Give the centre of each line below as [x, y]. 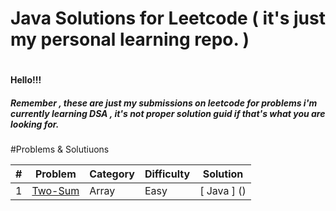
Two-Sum [55, 191]
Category [112, 174]
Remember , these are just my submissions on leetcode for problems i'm [164, 103]
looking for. [35, 124]
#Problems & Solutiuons [60, 149]
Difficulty [167, 174]
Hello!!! [26, 80]
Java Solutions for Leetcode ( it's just [168, 18]
